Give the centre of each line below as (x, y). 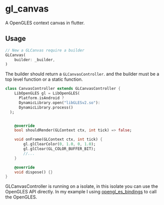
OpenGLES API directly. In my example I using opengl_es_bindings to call (81, 192)
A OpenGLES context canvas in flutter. (45, 23)
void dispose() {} (34, 172)
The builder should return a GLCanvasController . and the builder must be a (82, 74)
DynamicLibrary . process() (46, 107)
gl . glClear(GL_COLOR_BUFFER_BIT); (60, 149)
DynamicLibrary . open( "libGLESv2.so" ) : (59, 102)
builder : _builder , (35, 60)
